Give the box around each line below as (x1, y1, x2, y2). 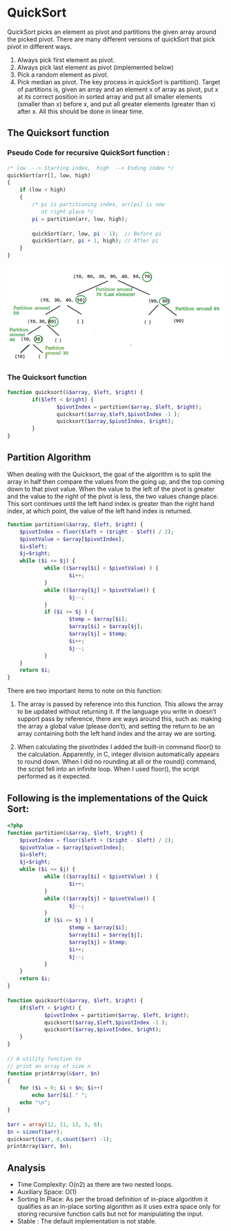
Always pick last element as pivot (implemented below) (17, 63, 174, 71)
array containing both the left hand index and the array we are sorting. (17, 729, 217, 737)
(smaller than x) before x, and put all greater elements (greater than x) (17, 100, 216, 108)
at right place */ (41, 208, 94, 215)
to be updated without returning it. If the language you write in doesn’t (17, 707, 217, 716)
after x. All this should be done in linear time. (17, 107, 144, 115)
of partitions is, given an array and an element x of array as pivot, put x (17, 85, 219, 93)
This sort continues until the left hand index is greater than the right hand (7, 499, 215, 507)
